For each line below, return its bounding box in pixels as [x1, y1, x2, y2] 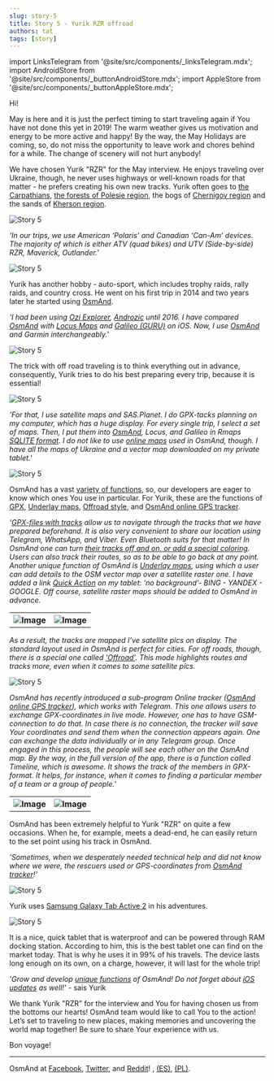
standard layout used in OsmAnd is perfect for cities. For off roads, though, [9, 644, 263, 654]
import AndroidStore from [9, 66, 96, 76]
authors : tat [9, 27, 54, 35]
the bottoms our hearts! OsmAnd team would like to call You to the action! [9, 1007, 256, 1017]
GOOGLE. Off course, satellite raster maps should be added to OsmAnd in [9, 587, 258, 597]
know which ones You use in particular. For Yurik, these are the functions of [9, 493, 263, 503]
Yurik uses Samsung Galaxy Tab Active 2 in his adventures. [9, 901, 208, 911]
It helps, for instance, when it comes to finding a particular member [36, 771, 263, 780]
